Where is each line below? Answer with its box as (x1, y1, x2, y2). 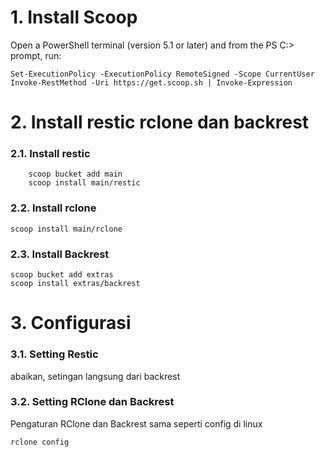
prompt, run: (10, 49, 62, 61)
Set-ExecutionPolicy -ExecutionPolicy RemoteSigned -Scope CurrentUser (10, 69, 315, 79)
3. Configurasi (10, 312, 132, 335)
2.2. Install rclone (10, 201, 97, 215)
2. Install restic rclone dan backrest (10, 111, 310, 134)
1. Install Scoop (10, 6, 138, 29)
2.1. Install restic (10, 147, 91, 161)
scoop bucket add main (28, 169, 123, 180)
